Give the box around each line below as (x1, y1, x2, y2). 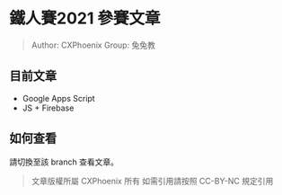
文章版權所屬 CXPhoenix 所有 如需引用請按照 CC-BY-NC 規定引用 (31, 175, 274, 186)
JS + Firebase (22, 102, 75, 113)
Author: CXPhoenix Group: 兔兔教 (31, 40, 155, 50)
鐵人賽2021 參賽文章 (9, 8, 161, 29)
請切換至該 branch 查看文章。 (9, 156, 119, 167)
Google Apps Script (22, 93, 96, 103)
